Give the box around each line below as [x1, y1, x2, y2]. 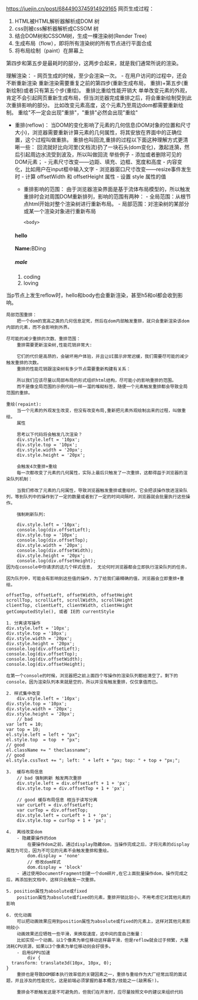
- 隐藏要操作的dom [16, 836, 57, 841]
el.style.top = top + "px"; [6, 737, 81, 743]
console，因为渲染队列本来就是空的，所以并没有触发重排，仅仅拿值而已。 [6, 679, 161, 685]
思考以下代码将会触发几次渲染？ [16, 432, 83, 438]
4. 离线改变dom [6, 829, 42, 835]
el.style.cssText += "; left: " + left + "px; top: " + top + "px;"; [6, 758, 181, 764]
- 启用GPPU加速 [16, 950, 51, 956]
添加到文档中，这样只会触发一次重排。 [19, 877, 98, 883]
